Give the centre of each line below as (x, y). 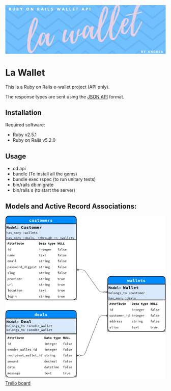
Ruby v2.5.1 (24, 135)
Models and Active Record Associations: (71, 206)
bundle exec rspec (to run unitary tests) (54, 179)
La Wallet (25, 73)
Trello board (18, 383)
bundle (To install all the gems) (45, 174)
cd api (19, 169)
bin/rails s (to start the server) (44, 190)
